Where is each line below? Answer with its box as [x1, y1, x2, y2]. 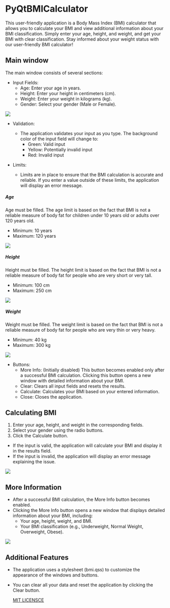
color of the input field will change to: [20, 136, 98, 142]
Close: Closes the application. [20, 394, 83, 400]
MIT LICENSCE [12, 597, 44, 603]
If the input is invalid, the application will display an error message [12, 453, 151, 460]
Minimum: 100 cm [12, 282, 50, 288]
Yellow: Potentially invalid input [27, 146, 93, 152]
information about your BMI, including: [12, 513, 93, 519]
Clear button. [12, 587, 41, 593]
